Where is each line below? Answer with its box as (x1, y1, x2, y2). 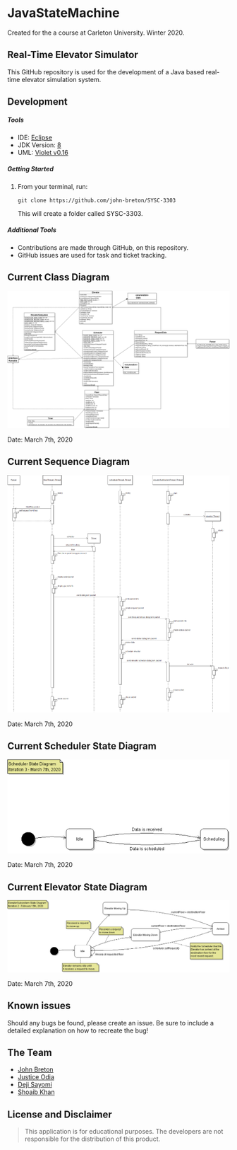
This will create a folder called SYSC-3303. (17, 209, 143, 218)
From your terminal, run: (17, 183, 88, 191)
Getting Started (7, 164, 54, 173)
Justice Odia (17, 1073, 55, 1081)
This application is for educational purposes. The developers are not (24, 1127, 224, 1136)
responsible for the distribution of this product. (24, 1134, 161, 1144)
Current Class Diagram (7, 271, 110, 284)
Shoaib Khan (17, 1088, 55, 1096)
